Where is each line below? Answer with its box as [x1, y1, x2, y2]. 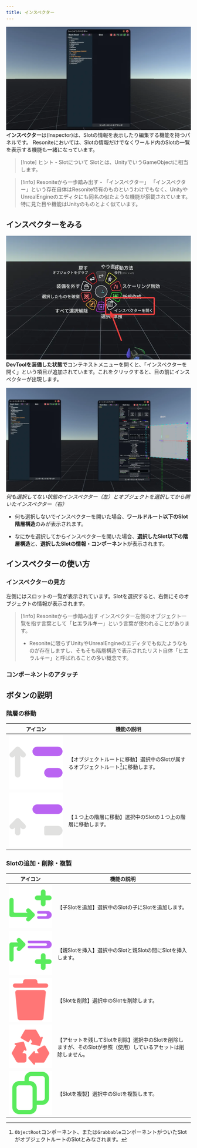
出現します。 [31, 375, 63, 382]
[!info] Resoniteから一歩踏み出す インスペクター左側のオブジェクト [20, 612, 182, 619]
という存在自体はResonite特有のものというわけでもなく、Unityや [30, 186, 188, 193]
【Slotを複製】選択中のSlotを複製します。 [57, 1090, 158, 1097]
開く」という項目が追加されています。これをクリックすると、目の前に [6, 368, 175, 375]
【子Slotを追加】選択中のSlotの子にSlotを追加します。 [57, 904, 188, 911]
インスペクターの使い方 [6, 559, 90, 569]
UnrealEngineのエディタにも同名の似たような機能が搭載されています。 [20, 193, 191, 200]
